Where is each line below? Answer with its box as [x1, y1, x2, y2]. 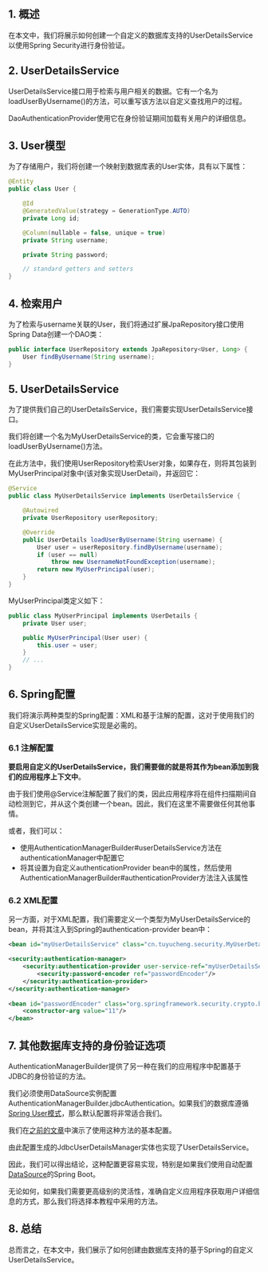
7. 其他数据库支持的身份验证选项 [8, 1038, 166, 1052]
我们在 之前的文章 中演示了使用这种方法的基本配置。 [8, 1126, 176, 1135]
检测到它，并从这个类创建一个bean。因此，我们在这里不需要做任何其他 [14, 799, 249, 809]
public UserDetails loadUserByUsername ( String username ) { [22, 535, 223, 544]
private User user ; [22, 619, 88, 627]
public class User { [8, 185, 77, 194]
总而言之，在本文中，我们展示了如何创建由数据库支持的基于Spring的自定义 [8, 1245, 254, 1254]
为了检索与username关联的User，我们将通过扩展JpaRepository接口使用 [8, 319, 245, 329]
